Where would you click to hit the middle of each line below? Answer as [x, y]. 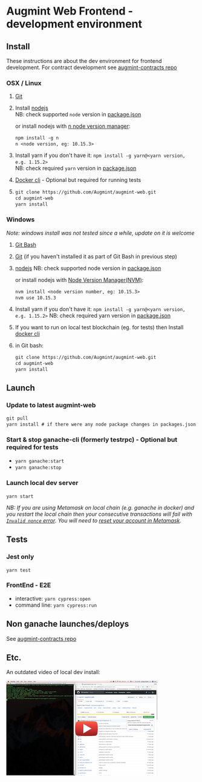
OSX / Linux [24, 83]
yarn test [19, 570]
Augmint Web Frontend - [70, 11]
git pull [17, 419]
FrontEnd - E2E [29, 585]
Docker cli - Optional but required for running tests [78, 180]
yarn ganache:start [40, 461]
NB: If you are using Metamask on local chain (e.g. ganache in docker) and [100, 507]
